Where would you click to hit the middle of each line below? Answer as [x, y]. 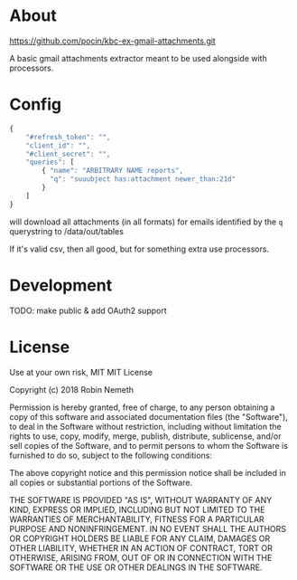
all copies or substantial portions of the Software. [101, 482]
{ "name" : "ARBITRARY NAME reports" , [112, 171]
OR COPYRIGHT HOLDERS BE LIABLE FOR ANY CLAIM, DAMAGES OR [140, 538]
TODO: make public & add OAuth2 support [88, 310]
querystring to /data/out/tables [67, 231]
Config [35, 105]
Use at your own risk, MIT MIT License [81, 372]
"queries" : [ [50, 162]
